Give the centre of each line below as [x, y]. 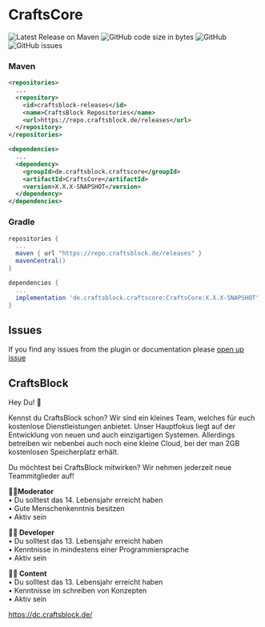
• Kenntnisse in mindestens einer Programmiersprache [99, 549]
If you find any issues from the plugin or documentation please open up [126, 349]
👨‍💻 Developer [31, 533]
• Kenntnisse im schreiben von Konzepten [78, 591]
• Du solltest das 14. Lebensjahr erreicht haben [86, 500]
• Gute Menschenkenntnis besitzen [66, 508]
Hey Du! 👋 [25, 403]
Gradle [22, 222]
